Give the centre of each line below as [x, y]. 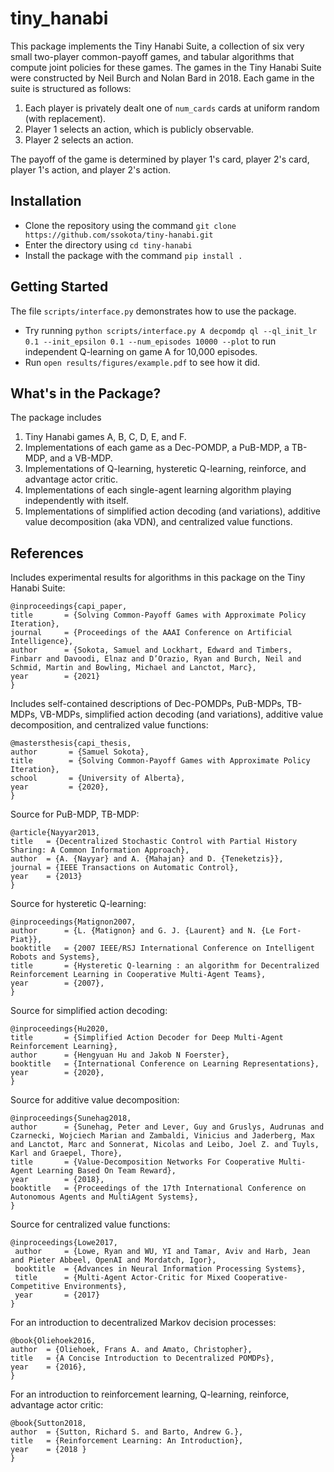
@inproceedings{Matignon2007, [73, 922]
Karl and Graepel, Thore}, [66, 1153]
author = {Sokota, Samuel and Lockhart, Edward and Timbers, [151, 650]
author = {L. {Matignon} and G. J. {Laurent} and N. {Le [142, 931]
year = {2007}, [57, 983]
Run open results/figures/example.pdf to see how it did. [142, 362]
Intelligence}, [42, 642]
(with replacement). [65, 118]
